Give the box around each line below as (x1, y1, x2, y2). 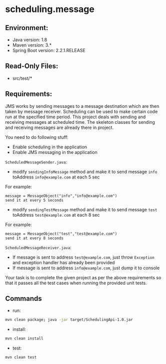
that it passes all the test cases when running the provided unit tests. (5, 280, 147, 286)
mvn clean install (5, 336, 43, 341)
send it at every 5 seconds (5, 198, 64, 203)
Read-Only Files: (5, 62, 58, 71)
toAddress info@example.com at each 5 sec (12, 174, 100, 180)
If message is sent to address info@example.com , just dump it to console (12, 265, 160, 271)
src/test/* (12, 75, 32, 81)
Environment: (5, 24, 48, 32)
